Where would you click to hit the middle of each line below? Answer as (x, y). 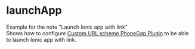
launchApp (34, 10)
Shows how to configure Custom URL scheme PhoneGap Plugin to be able (97, 33)
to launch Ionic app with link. (41, 39)
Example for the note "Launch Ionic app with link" (67, 27)
